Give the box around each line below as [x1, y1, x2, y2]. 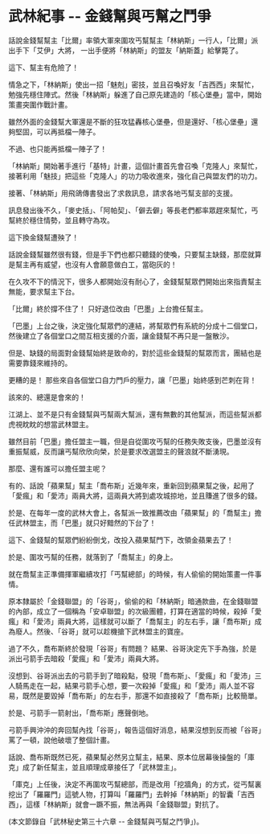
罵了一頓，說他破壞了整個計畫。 [8, 735, 114, 745]
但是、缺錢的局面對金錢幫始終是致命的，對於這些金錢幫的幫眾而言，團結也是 [8, 347, 262, 358]
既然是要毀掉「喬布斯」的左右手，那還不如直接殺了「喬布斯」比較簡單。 [22, 691, 262, 700]
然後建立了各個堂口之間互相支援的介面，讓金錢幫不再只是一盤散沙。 [8, 331, 234, 340]
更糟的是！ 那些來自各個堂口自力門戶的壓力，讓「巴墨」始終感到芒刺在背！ [8, 375, 257, 384]
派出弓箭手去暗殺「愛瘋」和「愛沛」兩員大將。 [8, 653, 163, 664]
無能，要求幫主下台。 [8, 286, 79, 296]
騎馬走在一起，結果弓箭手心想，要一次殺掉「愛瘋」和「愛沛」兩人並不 [14, 680, 247, 690]
